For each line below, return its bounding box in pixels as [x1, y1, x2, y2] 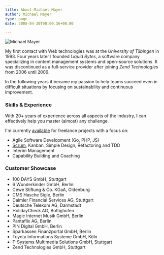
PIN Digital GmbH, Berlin [12, 223, 62, 229]
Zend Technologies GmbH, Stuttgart [12, 244, 86, 250]
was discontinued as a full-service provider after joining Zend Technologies [5, 64, 159, 70]
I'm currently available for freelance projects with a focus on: [5, 127, 129, 133]
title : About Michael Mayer [5, 7, 63, 12]
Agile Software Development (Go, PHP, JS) [12, 137, 99, 143]
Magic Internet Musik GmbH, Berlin [12, 213, 84, 219]
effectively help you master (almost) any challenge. [5, 118, 109, 124]
